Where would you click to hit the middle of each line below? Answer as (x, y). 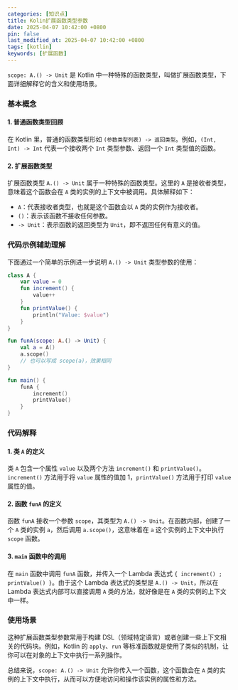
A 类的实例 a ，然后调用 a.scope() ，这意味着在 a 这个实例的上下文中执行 (120, 530)
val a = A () (38, 348)
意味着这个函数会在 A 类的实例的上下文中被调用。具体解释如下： (101, 192)
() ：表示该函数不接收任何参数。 (65, 216)
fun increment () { (47, 289)
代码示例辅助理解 (37, 245)
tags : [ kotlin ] (30, 47)
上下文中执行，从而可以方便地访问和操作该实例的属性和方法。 (110, 679)
